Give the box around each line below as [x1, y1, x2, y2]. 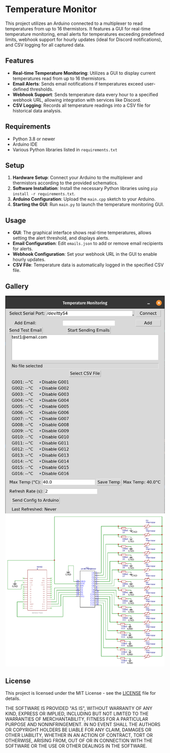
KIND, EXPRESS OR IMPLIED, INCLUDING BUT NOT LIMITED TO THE [5, 710, 149, 717]
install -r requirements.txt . [12, 191, 76, 197]
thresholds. [30, 86, 54, 92]
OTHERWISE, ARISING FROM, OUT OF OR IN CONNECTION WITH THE [5, 738, 153, 744]
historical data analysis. [12, 107, 62, 113]
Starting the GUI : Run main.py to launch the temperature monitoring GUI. [12, 202, 164, 208]
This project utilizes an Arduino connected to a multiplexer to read [5, 20, 143, 26]
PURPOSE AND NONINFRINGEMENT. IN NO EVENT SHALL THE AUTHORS [5, 722, 161, 728]
